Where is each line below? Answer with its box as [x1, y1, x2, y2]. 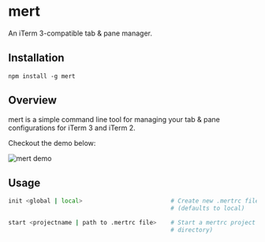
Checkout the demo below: [8, 138, 96, 147]
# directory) [170, 226, 214, 234]
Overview [8, 94, 58, 107]
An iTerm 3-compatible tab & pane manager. [8, 28, 152, 38]
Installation [8, 51, 65, 65]
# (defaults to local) [170, 204, 245, 213]
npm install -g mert [8, 72, 77, 80]
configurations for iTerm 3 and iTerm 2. [8, 123, 136, 132]
